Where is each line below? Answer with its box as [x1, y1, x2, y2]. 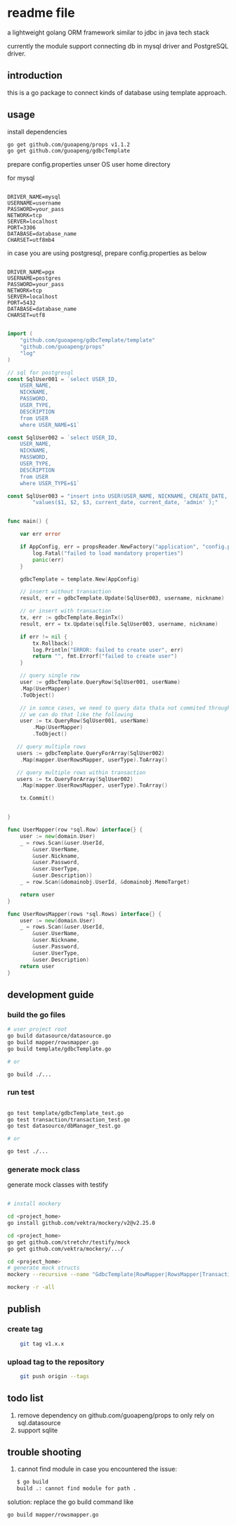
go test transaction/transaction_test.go [7, 1116, 131, 1123]
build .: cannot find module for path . [16, 1485, 137, 1492]
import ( [7, 330, 33, 337]
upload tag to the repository [7, 1357, 105, 1367]
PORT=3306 [7, 224, 37, 231]
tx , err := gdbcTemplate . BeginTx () [20, 614, 124, 622]
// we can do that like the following [20, 711, 133, 718]
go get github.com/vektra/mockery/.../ [7, 1245, 124, 1252]
